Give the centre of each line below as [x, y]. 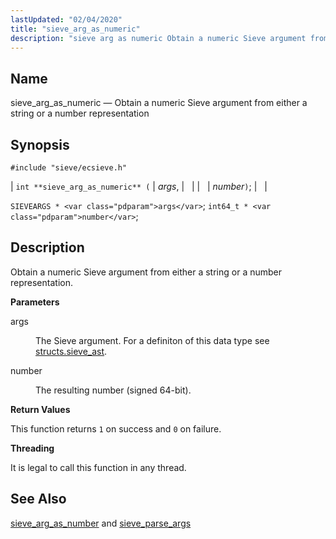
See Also [38, 499]
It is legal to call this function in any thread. [98, 467]
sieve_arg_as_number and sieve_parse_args [101, 523]
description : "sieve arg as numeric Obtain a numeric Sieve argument [158, 38]
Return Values [40, 409]
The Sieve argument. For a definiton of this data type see [152, 340]
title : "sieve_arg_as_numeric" [75, 29]
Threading [32, 448]
